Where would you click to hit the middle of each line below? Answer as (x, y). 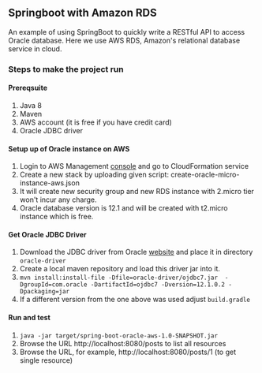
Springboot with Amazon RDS (82, 13)
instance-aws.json (50, 183)
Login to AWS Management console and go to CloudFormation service (134, 166)
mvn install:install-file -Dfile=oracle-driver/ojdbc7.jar (119, 278)
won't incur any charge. (58, 200)
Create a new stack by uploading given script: (94, 175)
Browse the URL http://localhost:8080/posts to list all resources (123, 343)
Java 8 (30, 105)
